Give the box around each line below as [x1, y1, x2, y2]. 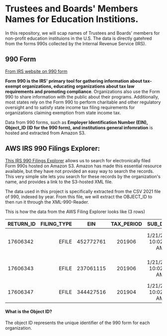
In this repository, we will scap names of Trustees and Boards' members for [5, 30, 160, 36]
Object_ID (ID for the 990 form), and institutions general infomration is [5, 124, 153, 130]
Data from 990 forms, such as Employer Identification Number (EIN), [5, 119, 148, 125]
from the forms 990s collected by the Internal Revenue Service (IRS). [5, 40, 147, 46]
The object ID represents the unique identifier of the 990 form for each [5, 320, 150, 326]
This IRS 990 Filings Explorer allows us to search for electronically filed [5, 157, 151, 163]
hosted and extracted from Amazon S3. [5, 130, 86, 136]
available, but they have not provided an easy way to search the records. [5, 168, 154, 174]
